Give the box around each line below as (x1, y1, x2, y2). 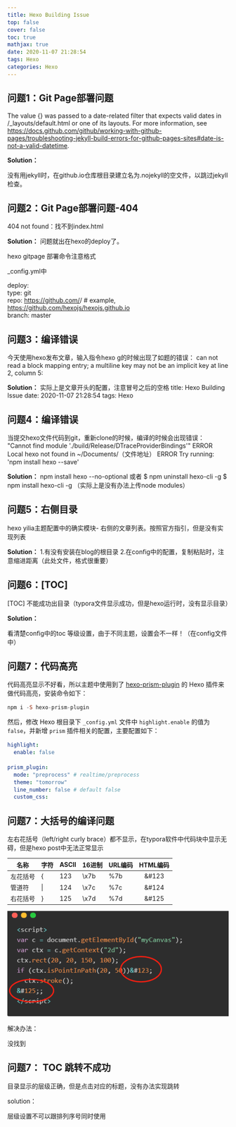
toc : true (7, 34, 37, 41)
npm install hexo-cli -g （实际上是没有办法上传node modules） (7, 481, 190, 489)
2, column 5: (7, 369, 44, 377)
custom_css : (13, 794, 49, 801)
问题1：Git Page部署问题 (7, 92, 114, 104)
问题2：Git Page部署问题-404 (7, 202, 139, 214)
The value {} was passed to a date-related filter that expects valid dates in (7, 111, 222, 120)
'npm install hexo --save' (7, 458, 79, 466)
